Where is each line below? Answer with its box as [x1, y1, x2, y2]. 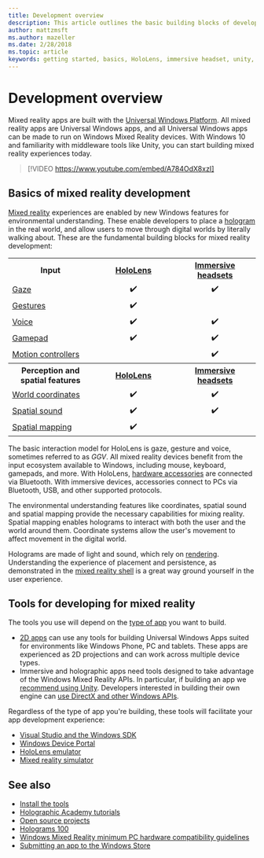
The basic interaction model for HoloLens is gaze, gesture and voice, [8, 444, 232, 453]
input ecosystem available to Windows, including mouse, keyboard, [8, 460, 226, 470]
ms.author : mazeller [8, 33, 76, 42]
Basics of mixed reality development [8, 186, 191, 201]
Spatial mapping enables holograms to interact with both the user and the [8, 517, 246, 527]
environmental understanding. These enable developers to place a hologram [8, 215, 255, 225]
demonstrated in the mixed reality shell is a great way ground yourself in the [8, 565, 255, 575]
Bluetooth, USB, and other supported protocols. [8, 485, 163, 495]
